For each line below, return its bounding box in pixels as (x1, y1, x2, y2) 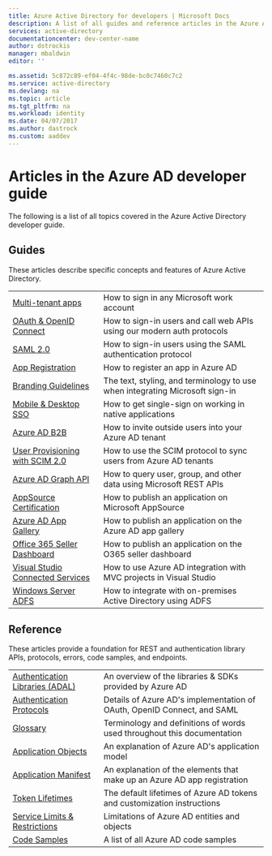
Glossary (12, 723, 47, 734)
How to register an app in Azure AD (103, 362, 237, 373)
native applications (103, 408, 176, 419)
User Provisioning (12, 445, 80, 456)
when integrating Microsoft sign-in (103, 385, 236, 396)
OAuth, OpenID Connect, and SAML (103, 704, 239, 716)
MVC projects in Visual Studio (103, 571, 216, 583)
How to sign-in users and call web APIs (103, 315, 253, 326)
